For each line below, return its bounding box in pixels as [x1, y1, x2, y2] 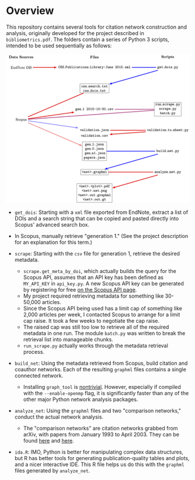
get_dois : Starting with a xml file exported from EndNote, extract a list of [14, 209, 189, 216]
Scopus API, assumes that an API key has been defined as [23, 274, 163, 281]
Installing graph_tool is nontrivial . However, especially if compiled [23, 384, 181, 391]
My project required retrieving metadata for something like [23, 292, 164, 299]
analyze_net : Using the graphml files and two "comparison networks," [14, 408, 182, 415]
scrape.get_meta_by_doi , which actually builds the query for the [23, 268, 176, 275]
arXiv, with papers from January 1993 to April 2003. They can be [23, 431, 180, 438]
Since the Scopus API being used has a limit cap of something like [23, 305, 183, 312]
